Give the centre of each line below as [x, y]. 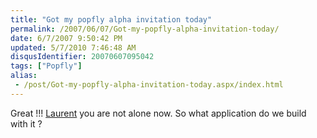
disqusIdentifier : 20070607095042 [82, 57]
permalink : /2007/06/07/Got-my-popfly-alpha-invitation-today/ [145, 29]
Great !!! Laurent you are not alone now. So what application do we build [158, 113]
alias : [24, 76]
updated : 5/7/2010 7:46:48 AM [73, 47]
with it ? [26, 123]
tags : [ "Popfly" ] [46, 66]
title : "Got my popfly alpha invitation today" [111, 19]
